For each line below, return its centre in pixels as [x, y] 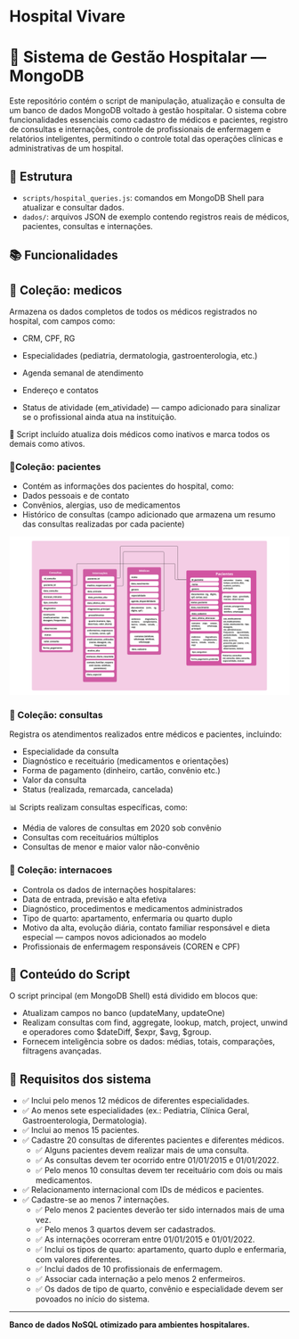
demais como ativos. [47, 444]
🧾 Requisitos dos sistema [80, 1079]
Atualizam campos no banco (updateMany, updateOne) [123, 1013]
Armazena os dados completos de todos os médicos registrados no [133, 312]
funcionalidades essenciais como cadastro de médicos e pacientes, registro [149, 120]
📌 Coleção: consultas [57, 715]
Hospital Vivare [68, 17]
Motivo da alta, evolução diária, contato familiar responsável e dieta [146, 927]
